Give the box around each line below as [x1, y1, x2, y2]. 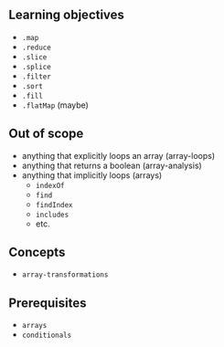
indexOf [35, 181, 65, 190]
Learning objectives [8, 7, 125, 23]
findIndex [35, 200, 74, 209]
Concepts [8, 245, 66, 260]
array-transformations [21, 270, 109, 279]
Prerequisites [8, 295, 87, 310]
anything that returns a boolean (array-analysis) [21, 160, 202, 171]
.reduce [21, 43, 51, 52]
